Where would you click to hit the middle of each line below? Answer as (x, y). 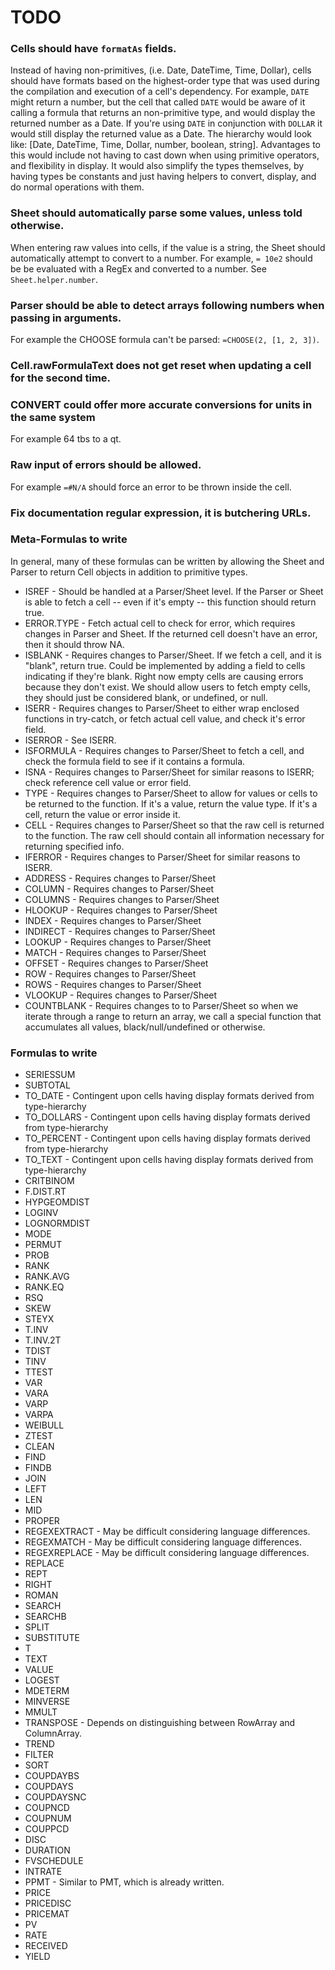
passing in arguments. (66, 318)
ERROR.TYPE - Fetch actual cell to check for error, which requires (160, 623)
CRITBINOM (49, 1181)
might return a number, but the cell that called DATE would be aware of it (158, 102)
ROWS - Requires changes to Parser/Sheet (113, 984)
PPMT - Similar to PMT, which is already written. (124, 1882)
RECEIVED (46, 1946)
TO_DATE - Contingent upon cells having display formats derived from (169, 1096)
